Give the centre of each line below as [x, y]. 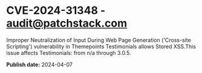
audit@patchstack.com [67, 23]
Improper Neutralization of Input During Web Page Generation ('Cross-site [99, 40]
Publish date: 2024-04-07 [39, 65]
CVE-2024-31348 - [56, 11]
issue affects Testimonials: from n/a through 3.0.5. [69, 52]
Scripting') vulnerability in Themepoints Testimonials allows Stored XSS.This [101, 46]
